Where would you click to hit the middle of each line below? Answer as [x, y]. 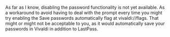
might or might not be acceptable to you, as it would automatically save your [85, 23]
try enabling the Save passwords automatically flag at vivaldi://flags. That [82, 18]
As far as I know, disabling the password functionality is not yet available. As [85, 7]
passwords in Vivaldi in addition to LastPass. [52, 29]
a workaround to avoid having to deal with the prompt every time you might [84, 13]
